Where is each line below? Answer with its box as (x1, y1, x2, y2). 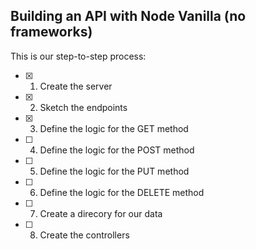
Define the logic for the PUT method (39, 165, 190, 177)
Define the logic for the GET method (39, 122, 189, 134)
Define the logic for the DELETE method (39, 186, 205, 198)
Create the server (39, 80, 113, 92)
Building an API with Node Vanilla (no (10, 8, 247, 25)
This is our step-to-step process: (10, 50, 147, 62)
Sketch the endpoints (39, 101, 128, 113)
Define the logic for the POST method (39, 144, 195, 156)
